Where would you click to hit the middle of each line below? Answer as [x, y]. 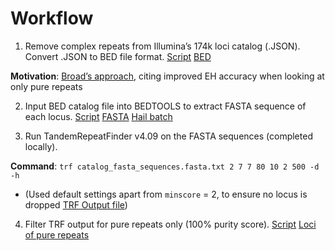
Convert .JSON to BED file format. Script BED [118, 56]
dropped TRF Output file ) [76, 204]
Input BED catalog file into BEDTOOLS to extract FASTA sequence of [165, 106]
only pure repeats [46, 86]
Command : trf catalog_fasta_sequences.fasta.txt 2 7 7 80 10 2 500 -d [165, 166]
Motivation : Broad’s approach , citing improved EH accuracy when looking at [167, 76]
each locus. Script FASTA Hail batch [98, 116]
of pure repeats [57, 234]
